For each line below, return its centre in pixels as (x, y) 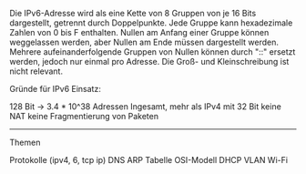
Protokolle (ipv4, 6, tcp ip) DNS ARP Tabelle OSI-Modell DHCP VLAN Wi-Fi (149, 160)
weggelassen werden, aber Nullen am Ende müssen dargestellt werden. (144, 42)
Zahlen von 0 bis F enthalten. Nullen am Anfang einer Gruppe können (139, 32)
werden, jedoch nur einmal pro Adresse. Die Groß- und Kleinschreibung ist (149, 61)
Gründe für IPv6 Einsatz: (56, 89)
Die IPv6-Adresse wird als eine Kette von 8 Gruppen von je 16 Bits (133, 13)
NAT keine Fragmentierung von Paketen (84, 116)
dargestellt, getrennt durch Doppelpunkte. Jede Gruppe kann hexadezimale (151, 23)
